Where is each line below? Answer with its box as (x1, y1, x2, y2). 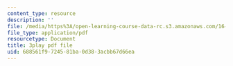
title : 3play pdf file (7, 42, 73, 49)
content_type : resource (7, 10, 76, 17)
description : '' (7, 16, 54, 23)
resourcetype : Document (7, 36, 76, 43)
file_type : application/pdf (7, 29, 89, 36)
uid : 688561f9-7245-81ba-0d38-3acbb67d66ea (7, 49, 135, 56)
